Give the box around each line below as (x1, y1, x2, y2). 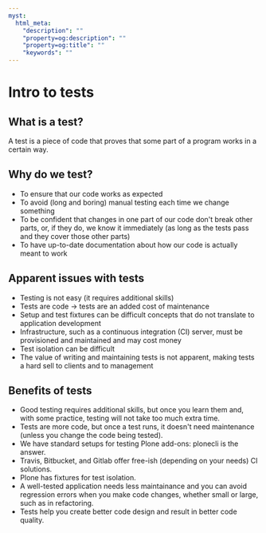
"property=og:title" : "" (22, 42, 105, 50)
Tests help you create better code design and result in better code (19, 507, 237, 516)
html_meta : (15, 19, 52, 27)
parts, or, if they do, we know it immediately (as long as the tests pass (19, 223, 249, 233)
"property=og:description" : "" (22, 34, 127, 42)
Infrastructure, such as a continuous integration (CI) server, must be (19, 327, 243, 336)
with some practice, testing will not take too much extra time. (19, 413, 221, 424)
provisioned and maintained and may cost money (19, 335, 182, 344)
